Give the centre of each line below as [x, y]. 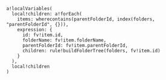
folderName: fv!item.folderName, [64, 40]
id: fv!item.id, [43, 35]
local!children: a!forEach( [47, 14]
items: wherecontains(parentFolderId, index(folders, [86, 19]
